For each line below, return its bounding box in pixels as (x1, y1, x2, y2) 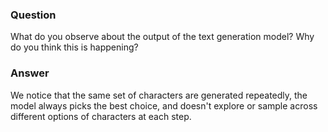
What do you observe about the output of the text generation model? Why (10, 31, 315, 43)
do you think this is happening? (10, 41, 139, 53)
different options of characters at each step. (10, 110, 192, 122)
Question (10, 8, 57, 22)
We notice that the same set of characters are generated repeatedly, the (10, 89, 308, 101)
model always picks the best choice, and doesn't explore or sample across (10, 99, 318, 112)
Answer (10, 66, 50, 80)
